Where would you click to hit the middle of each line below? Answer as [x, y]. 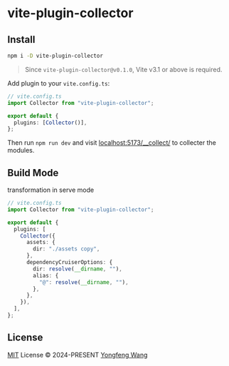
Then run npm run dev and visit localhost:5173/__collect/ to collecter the [112, 143]
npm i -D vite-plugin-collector [55, 56]
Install [21, 40]
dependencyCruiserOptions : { [69, 263]
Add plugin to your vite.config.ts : [59, 83]
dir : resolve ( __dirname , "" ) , [78, 269]
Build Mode [33, 173]
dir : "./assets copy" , [66, 249]
